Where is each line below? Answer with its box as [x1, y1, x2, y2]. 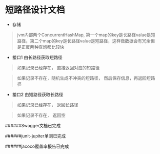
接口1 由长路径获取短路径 [12, 54, 62, 60]
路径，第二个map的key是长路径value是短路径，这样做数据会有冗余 [17, 38, 151, 44]
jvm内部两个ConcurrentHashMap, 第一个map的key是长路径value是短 [17, 32, 156, 38]
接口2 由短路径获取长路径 [12, 91, 63, 97]
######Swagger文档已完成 [5, 122, 61, 128]
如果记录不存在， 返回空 [17, 112, 66, 118]
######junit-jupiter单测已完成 [5, 133, 66, 139]
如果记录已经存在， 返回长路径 [17, 102, 79, 108]
